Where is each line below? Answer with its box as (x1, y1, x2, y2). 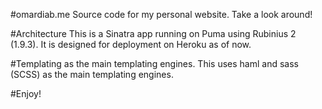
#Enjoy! (10, 88, 42, 99)
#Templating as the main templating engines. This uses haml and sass (10, 58, 299, 69)
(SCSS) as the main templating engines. (10, 69, 174, 80)
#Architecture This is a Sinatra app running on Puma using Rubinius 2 (10, 28, 297, 39)
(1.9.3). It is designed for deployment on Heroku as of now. (10, 39, 252, 50)
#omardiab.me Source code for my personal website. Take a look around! (10, 9, 313, 20)
